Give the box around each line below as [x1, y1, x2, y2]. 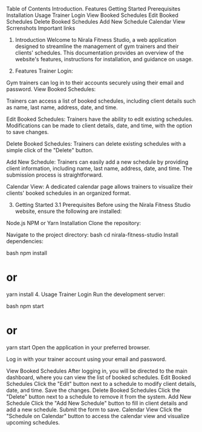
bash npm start [6, 302, 44, 309]
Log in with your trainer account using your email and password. [6, 355, 167, 363]
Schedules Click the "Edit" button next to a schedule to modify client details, [6, 380, 197, 387]
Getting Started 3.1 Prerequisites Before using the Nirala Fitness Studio [15, 201, 191, 208]
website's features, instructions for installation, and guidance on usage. [15, 56, 194, 62]
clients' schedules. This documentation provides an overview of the [15, 49, 184, 56]
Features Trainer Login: [15, 67, 74, 75]
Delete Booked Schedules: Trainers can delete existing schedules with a [6, 140, 186, 147]
